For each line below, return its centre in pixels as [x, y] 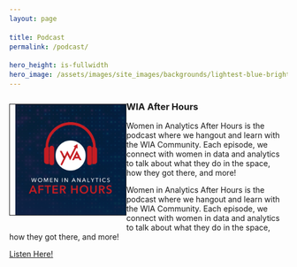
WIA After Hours [163, 106]
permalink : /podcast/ [49, 47]
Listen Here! [31, 254]
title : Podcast [37, 37]
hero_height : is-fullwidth [59, 65]
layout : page [33, 19]
